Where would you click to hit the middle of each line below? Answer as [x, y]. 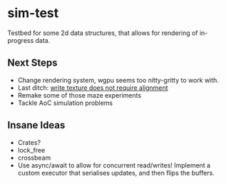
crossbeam [34, 158]
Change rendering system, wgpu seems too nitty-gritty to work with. [118, 80]
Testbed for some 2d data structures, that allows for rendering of [103, 33]
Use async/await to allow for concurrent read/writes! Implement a [114, 165]
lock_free [31, 150]
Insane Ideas [36, 125]
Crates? [29, 142]
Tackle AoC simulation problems [65, 103]
